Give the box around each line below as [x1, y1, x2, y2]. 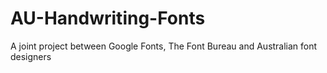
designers [10, 50, 52, 62]
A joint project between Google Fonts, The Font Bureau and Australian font [10, 40, 318, 52]
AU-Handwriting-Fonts [10, 7, 206, 30]
